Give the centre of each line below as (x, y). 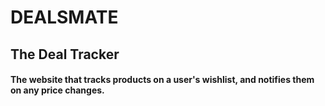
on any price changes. (57, 90)
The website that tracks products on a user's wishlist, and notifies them (162, 80)
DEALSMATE (64, 17)
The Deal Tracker (65, 54)
